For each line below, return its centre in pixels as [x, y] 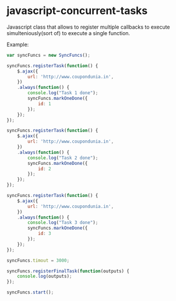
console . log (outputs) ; [45, 276]
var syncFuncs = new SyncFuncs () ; [49, 55]
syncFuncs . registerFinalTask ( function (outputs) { [68, 271]
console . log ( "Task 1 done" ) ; [63, 93]
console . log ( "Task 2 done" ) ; [63, 158]
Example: [18, 44]
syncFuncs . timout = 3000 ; [38, 260]
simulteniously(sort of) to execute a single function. [68, 33]
